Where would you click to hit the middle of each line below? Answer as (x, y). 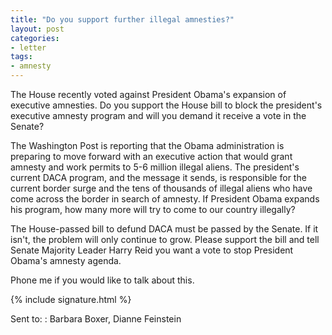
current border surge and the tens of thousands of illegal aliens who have (161, 188)
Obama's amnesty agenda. (66, 260)
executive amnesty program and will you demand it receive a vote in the (158, 115)
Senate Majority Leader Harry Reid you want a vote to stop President (152, 250)
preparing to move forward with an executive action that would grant (151, 156)
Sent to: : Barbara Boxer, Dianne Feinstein (96, 319)
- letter (28, 47)
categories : (35, 38)
